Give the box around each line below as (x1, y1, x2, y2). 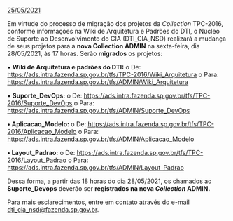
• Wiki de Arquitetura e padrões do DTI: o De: (7, 63, 141, 71)
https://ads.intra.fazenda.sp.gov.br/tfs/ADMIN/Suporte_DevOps (7, 107, 190, 114)
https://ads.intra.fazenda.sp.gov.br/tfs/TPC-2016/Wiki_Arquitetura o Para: (7, 70, 219, 79)
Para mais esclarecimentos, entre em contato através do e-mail (7, 198, 190, 206)
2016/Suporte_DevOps (7, 99, 73, 107)
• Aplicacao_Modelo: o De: (7, 120, 86, 128)
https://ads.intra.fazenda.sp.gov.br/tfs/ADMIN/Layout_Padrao (7, 163, 184, 171)
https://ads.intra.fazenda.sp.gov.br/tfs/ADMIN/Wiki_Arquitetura (7, 78, 189, 86)
